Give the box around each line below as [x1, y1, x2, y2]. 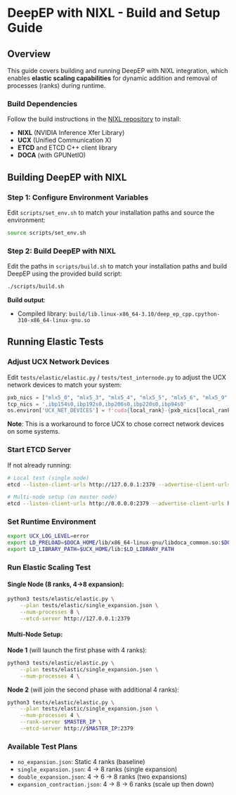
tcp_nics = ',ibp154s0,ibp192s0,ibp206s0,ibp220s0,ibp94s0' [7, 401, 188, 408]
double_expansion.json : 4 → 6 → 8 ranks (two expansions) [17, 773, 188, 781]
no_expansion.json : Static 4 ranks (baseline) [17, 758, 145, 766]
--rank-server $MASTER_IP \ [20, 718, 102, 725]
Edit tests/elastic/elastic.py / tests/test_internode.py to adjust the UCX [7, 373, 227, 381]
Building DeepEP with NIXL [7, 171, 127, 183]
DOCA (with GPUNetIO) [17, 151, 86, 160]
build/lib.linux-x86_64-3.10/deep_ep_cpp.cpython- [69, 311, 221, 318]
